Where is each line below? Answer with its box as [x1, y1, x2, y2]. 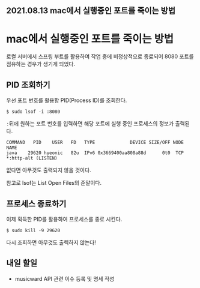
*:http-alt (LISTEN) [6, 155, 58, 161]
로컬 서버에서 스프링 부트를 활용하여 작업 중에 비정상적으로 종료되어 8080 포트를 [6, 53, 194, 60]
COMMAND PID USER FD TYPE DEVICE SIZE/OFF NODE [6, 140, 184, 146]
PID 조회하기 [6, 80, 50, 90]
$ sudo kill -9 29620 [6, 227, 61, 233]
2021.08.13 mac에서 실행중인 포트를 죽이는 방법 [6, 5, 176, 16]
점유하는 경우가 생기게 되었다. [6, 61, 76, 68]
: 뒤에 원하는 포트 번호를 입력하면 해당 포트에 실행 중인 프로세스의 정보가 [6, 120, 174, 127]
